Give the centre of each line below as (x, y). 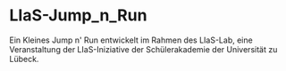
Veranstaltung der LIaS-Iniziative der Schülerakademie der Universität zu (143, 49)
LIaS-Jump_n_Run (78, 16)
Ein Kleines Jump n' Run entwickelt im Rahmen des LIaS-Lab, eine (131, 40)
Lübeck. (24, 59)
